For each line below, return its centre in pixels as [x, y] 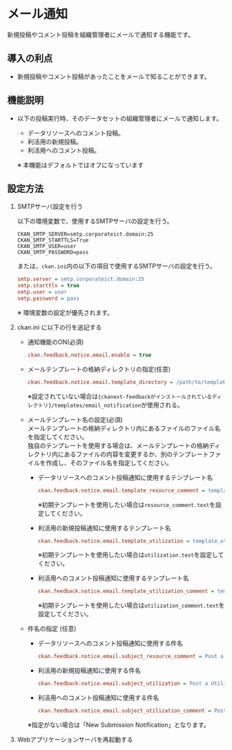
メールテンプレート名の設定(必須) [75, 419]
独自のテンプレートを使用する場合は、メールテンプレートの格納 [118, 445]
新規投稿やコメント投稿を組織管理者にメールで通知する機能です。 [101, 35]
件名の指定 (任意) [52, 628]
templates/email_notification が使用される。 [119, 405]
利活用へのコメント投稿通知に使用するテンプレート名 [113, 578]
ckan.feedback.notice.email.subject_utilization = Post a [123, 684]
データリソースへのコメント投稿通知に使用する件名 [110, 644]
